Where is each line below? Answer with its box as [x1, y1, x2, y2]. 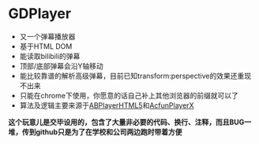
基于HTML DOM [19, 41, 73, 51]
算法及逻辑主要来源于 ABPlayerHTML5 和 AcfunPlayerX [19, 100, 195, 110]
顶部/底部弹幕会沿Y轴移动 [19, 61, 104, 71]
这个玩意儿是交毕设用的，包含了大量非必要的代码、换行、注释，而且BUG [8, 117, 245, 127]
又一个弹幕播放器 [19, 31, 76, 41]
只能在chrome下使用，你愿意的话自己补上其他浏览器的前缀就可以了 [19, 90, 238, 100]
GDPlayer [8, 5, 72, 23]
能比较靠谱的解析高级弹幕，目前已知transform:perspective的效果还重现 [19, 71, 251, 80]
